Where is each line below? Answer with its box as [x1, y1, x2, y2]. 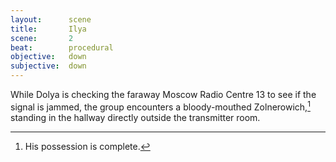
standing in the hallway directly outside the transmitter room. [10, 111, 261, 123]
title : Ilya [10, 24, 87, 34]
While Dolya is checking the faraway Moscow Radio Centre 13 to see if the [10, 89, 317, 100]
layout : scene [10, 14, 92, 25]
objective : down [10, 52, 87, 62]
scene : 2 [10, 33, 74, 43]
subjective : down [10, 61, 87, 71]
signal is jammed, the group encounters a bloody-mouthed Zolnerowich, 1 [10, 99, 311, 113]
